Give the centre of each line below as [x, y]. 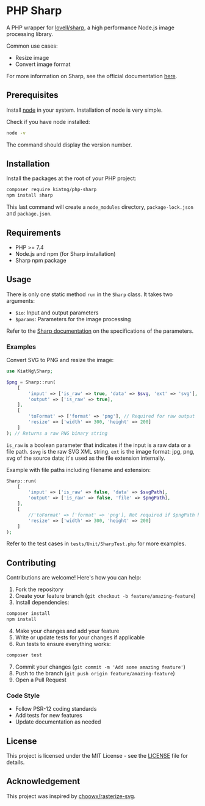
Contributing [31, 563]
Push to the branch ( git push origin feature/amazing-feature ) [95, 673]
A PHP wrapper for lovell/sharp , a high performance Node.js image [91, 27]
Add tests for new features [49, 716]
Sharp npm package [41, 260]
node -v [16, 133]
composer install [28, 614]
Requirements [34, 233]
